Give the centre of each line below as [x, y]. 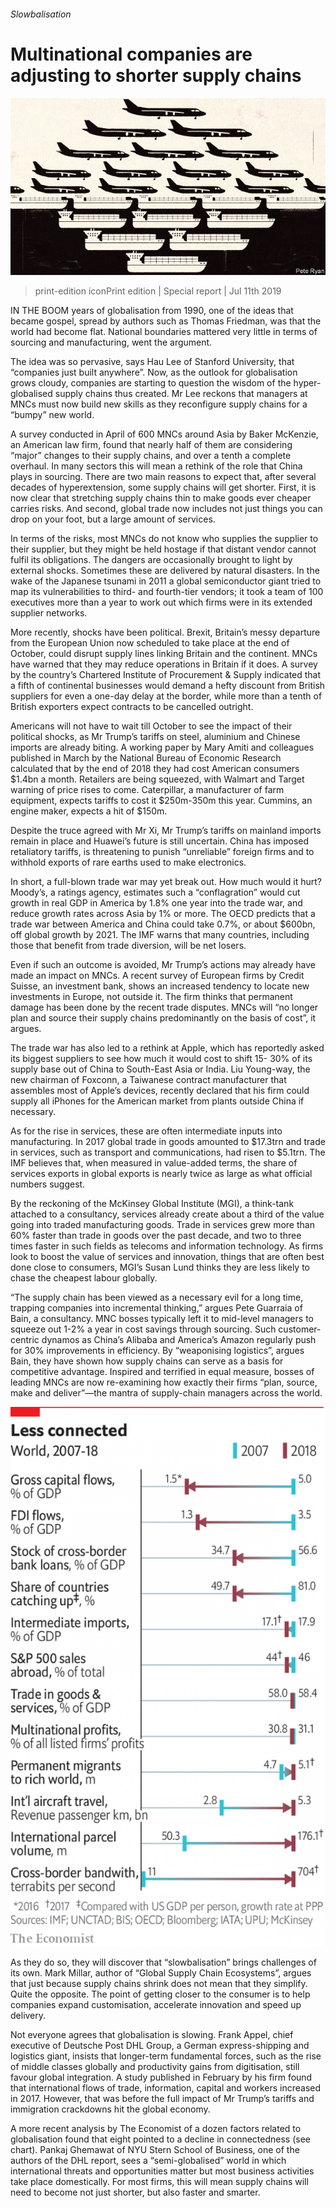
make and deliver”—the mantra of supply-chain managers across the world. [166, 1393]
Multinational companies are [131, 54]
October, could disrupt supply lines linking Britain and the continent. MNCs [164, 654]
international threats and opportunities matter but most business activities [162, 2171]
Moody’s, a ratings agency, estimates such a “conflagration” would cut [155, 892]
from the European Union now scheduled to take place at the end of [150, 643]
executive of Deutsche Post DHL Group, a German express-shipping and [160, 2046]
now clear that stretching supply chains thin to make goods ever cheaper [161, 498]
